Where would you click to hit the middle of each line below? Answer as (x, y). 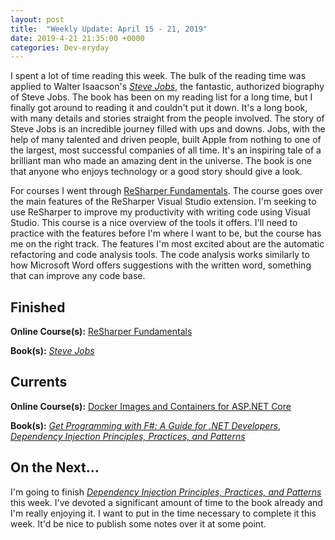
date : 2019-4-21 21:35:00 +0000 (77, 38)
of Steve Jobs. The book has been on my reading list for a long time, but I (161, 97)
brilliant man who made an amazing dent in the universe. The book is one (161, 161)
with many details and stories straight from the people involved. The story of (167, 118)
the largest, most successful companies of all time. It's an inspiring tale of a (166, 150)
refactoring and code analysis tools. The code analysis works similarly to (160, 255)
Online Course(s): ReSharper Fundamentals (101, 332)
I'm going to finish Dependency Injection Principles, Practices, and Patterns (166, 492)
